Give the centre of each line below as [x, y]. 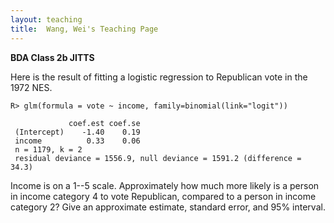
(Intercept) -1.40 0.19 [77, 132]
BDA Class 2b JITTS [52, 57]
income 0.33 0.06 [77, 141]
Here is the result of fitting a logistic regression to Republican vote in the [159, 77]
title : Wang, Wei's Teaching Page [84, 29]
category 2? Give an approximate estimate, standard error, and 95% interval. [168, 207]
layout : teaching [46, 19]
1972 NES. [31, 87]
